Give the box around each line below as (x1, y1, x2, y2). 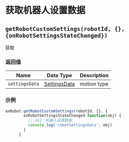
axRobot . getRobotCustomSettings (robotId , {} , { (5, 109, 108, 114)
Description (79, 72, 109, 79)
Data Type (46, 72, 73, 79)
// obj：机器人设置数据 (27, 118, 72, 123)
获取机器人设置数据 (5, 5, 86, 16)
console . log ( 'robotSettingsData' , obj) (27, 123, 113, 128)
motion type (79, 81, 109, 88)
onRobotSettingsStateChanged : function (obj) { (23, 113, 122, 118)
